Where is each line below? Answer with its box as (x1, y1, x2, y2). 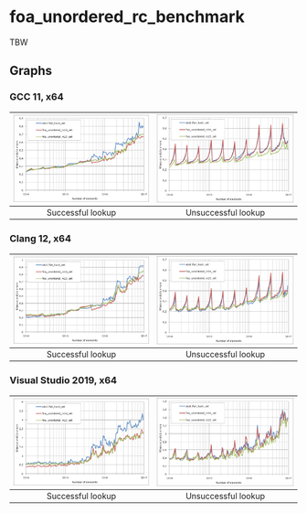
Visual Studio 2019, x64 (9, 374, 117, 387)
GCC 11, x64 (9, 91, 64, 103)
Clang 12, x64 (9, 232, 71, 245)
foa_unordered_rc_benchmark (9, 6, 245, 27)
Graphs (9, 63, 53, 79)
